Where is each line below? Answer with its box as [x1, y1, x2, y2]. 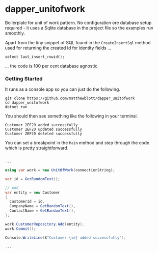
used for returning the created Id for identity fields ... [5, 45, 111, 51]
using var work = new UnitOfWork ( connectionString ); [5, 168, 115, 173]
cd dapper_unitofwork [5, 100, 50, 105]
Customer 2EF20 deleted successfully [5, 131, 82, 136]
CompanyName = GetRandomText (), [9, 204, 76, 209]
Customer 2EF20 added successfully [5, 123, 78, 128]
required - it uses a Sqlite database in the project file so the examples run [5, 25, 154, 30]
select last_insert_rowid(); [5, 54, 65, 59]
